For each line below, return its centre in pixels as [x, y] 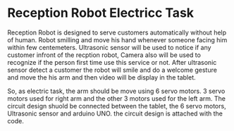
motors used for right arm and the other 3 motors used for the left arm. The [116, 98]
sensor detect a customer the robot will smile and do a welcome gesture [112, 70]
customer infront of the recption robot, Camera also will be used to [104, 55]
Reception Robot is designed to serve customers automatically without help [117, 32]
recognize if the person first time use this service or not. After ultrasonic [112, 62]
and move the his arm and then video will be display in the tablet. [101, 77]
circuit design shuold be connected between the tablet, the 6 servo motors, [117, 106]
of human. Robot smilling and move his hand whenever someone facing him [117, 39]
